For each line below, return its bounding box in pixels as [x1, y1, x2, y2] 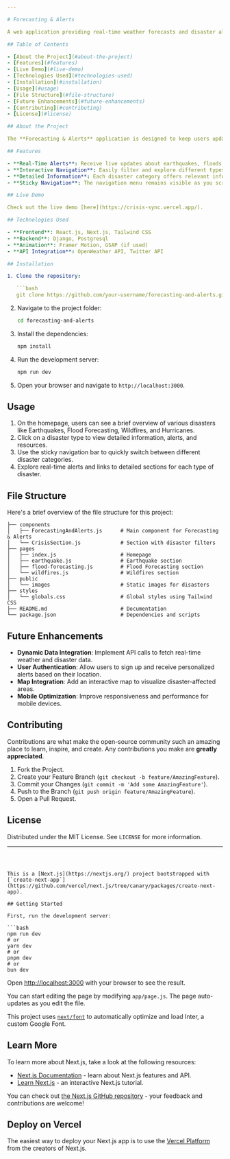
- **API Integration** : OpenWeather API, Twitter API [7, 248, 164, 255]
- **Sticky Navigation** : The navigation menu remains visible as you [7, 179, 213, 186]
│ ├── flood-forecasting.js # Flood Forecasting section [7, 563, 204, 570]
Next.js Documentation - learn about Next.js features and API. [16, 1071, 192, 1079]
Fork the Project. [16, 765, 64, 773]
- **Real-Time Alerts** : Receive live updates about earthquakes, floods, [7, 160, 225, 167]
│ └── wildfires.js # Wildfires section [7, 570, 179, 576]
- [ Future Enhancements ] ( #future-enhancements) [7, 97, 146, 105]
